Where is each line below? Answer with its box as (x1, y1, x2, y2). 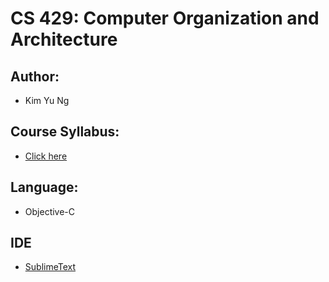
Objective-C (24, 205, 76, 217)
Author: (10, 68, 60, 85)
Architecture (10, 28, 118, 51)
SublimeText (24, 261, 77, 273)
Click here (24, 150, 68, 162)
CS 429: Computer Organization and (10, 7, 320, 30)
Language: (10, 179, 79, 196)
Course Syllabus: (10, 123, 120, 141)
